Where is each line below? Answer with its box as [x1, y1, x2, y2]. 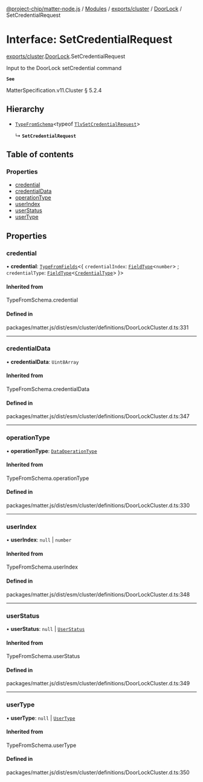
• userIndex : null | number [6, 536, 72, 543]
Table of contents [6, 149, 74, 160]
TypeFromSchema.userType [6, 742, 77, 749]
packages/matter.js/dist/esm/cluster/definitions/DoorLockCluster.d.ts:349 [6, 680, 190, 687]
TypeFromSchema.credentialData [6, 386, 89, 393]
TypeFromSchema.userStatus [6, 653, 80, 660]
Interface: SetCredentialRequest [6, 33, 173, 47]
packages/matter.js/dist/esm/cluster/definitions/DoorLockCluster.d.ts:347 [6, 413, 190, 420]
